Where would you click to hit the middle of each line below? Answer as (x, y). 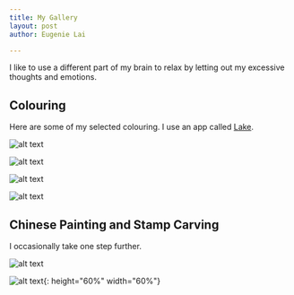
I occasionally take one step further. (75, 246)
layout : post (34, 26)
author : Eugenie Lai (48, 34)
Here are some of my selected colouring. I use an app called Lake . (131, 127)
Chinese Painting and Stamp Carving (114, 225)
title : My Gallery (43, 17)
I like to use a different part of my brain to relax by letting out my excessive (147, 67)
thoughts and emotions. (53, 77)
